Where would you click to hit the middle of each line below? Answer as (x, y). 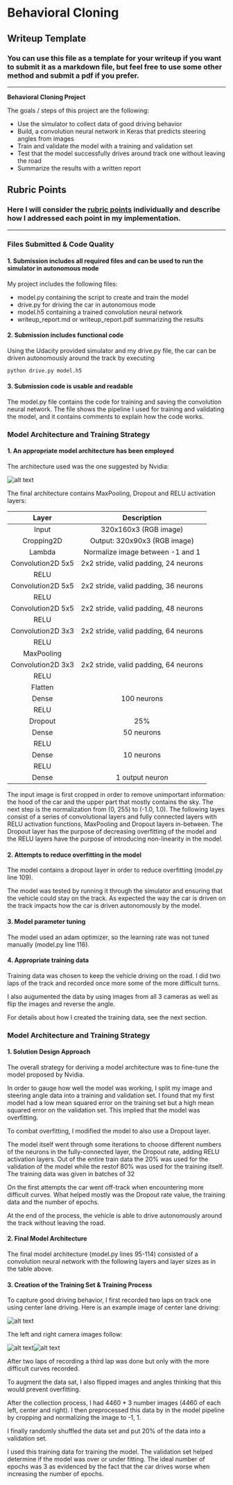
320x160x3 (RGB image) (142, 530)
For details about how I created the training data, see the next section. (107, 1017)
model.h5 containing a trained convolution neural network (100, 312)
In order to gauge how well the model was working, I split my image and (110, 1088)
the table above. (30, 1269)
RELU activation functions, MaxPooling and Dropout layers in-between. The (115, 824)
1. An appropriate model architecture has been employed (91, 451)
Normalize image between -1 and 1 (142, 552)
